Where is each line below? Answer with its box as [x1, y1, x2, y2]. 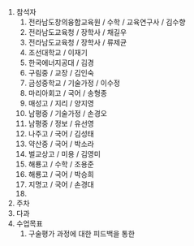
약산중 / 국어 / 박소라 [28, 139, 95, 149]
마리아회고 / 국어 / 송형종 [28, 88, 108, 97]
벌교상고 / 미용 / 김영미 [28, 149, 101, 158]
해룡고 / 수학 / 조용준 [28, 159, 95, 169]
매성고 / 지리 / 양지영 [28, 98, 95, 108]
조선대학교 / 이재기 [28, 48, 88, 57]
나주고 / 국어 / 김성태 [28, 129, 95, 138]
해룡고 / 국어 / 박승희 [28, 170, 95, 179]
